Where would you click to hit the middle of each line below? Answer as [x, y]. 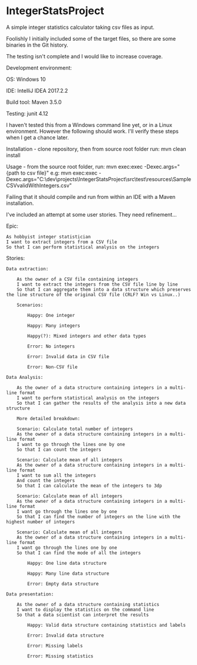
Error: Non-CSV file [52, 367]
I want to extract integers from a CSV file [62, 242]
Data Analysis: [25, 377]
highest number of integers [41, 522]
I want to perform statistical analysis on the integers [88, 398]
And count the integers [46, 480]
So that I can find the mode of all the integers [79, 553]
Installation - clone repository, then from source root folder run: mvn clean [96, 149]
